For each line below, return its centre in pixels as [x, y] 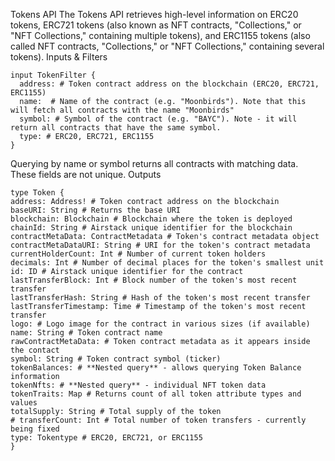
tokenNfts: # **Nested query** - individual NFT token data [138, 385]
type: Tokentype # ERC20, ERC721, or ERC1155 [106, 438]
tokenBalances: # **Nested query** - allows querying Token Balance [156, 368]
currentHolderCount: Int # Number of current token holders [138, 254]
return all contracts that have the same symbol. [116, 128]
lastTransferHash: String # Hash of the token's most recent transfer [160, 298]
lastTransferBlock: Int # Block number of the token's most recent [154, 280]
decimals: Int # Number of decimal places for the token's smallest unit [167, 263]
